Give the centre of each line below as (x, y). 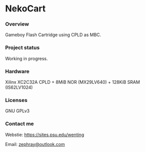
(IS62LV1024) (19, 88)
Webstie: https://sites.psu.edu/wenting (45, 135)
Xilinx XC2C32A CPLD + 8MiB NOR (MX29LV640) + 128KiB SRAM (72, 82)
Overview (17, 24)
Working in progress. (27, 58)
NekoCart (25, 9)
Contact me (20, 124)
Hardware (17, 71)
